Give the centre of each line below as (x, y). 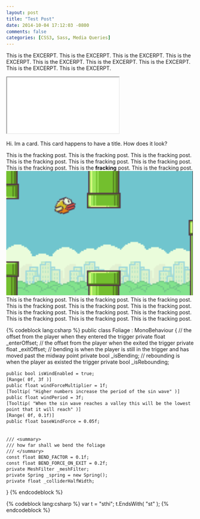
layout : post (22, 13)
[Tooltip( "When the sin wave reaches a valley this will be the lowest (99, 404)
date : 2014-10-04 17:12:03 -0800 (48, 25)
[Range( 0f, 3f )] (29, 380)
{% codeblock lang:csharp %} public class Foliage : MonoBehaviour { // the (99, 330)
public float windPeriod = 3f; (45, 398)
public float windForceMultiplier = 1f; (57, 386)
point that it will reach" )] (44, 410)
